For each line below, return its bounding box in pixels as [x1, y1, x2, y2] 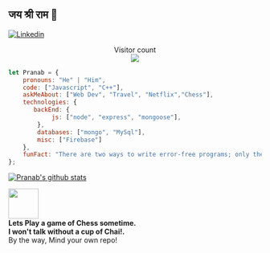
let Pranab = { [8, 68, 59, 76]
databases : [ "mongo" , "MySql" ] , [37, 128, 146, 137]
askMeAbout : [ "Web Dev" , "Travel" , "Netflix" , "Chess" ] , [22, 91, 215, 99]
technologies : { [22, 98, 78, 107]
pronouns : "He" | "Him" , [22, 75, 106, 84]
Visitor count [113, 45, 157, 55]
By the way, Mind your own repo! [8, 235, 118, 245]
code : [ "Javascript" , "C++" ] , [22, 84, 125, 92]
